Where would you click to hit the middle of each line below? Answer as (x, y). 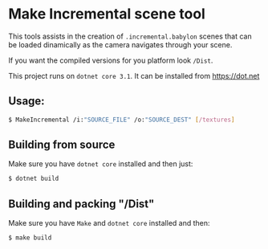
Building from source (62, 145)
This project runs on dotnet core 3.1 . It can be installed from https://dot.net (134, 76)
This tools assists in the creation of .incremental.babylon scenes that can (130, 36)
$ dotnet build (34, 179)
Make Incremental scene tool (107, 14)
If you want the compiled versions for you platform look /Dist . (111, 60)
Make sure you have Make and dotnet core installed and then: (109, 223)
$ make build (30, 238)
